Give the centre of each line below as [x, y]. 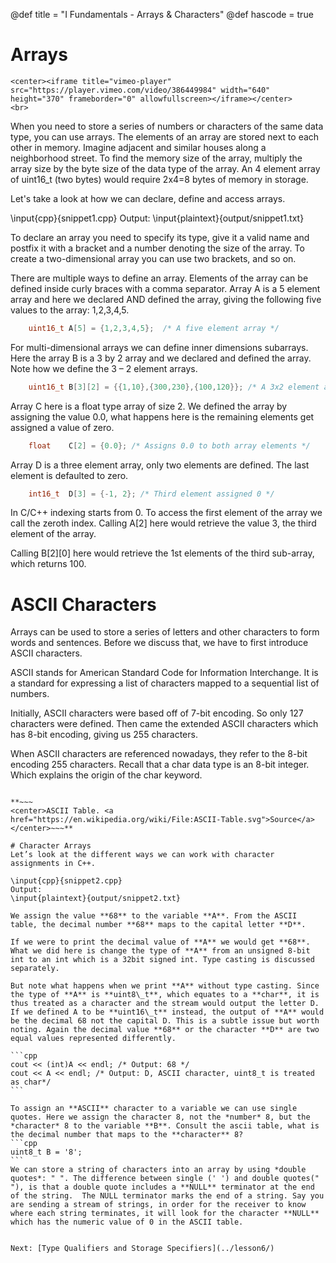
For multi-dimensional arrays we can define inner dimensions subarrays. [159, 347]
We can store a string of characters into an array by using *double [158, 1170]
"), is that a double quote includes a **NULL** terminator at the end [162, 1187]
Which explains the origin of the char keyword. [106, 775]
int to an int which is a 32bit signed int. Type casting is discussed [162, 960]
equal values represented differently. [93, 1039]
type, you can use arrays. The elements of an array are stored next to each [165, 136]
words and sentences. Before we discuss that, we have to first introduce [159, 643]
